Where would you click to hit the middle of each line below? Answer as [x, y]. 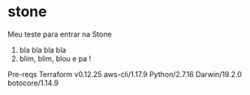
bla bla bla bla [43, 50]
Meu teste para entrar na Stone [60, 34]
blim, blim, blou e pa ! [55, 58]
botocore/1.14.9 [33, 83]
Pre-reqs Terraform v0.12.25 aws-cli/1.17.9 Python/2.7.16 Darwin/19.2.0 [125, 74]
